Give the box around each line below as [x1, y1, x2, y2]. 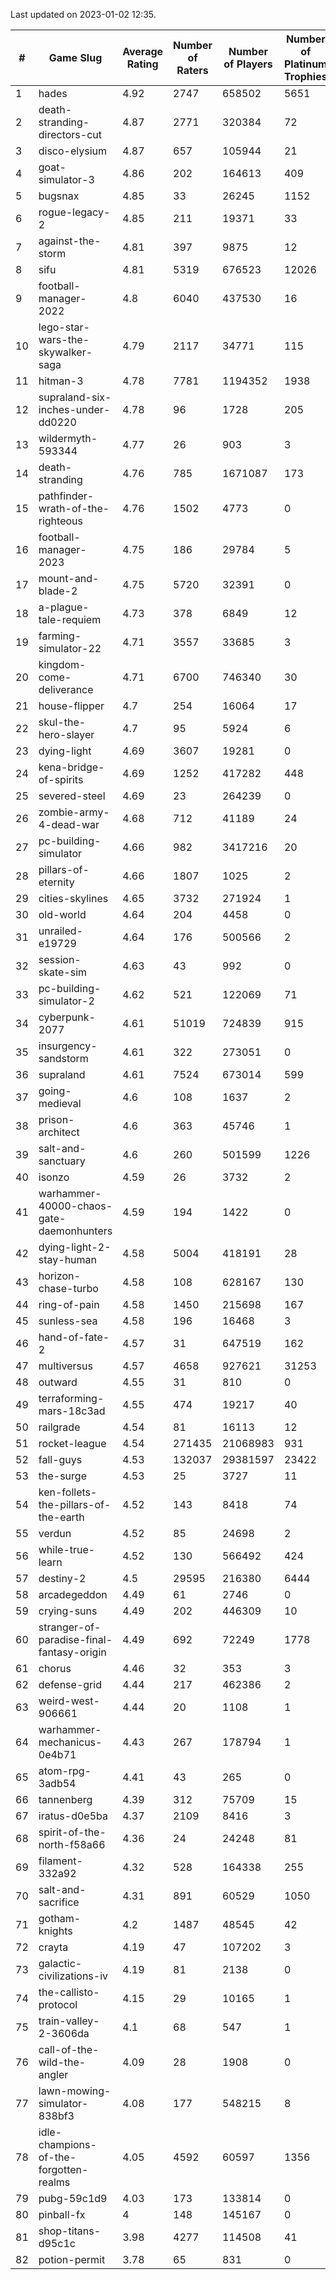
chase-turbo [38, 1282, 99, 1295]
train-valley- [38, 2014, 100, 2028]
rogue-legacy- [38, 205, 111, 219]
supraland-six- [38, 390, 112, 404]
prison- [38, 1113, 75, 1126]
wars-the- [38, 333, 90, 346]
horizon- [38, 1269, 81, 1283]
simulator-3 [38, 173, 95, 186]
